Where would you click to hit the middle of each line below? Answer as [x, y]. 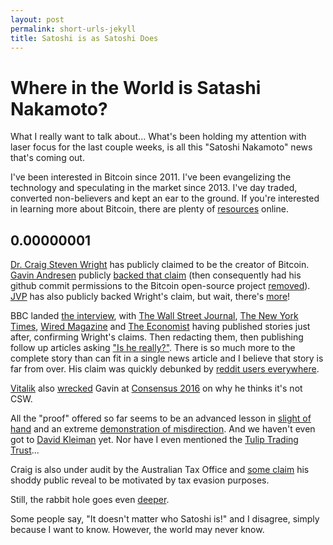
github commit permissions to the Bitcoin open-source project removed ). [160, 286]
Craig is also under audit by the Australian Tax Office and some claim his [160, 470]
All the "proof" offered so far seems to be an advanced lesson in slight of [161, 418]
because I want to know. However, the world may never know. [137, 530]
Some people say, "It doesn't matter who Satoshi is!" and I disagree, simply [165, 519]
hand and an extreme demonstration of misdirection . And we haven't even [163, 429]
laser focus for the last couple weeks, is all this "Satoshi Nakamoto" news [161, 147]
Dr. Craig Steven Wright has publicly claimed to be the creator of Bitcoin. [160, 265]
